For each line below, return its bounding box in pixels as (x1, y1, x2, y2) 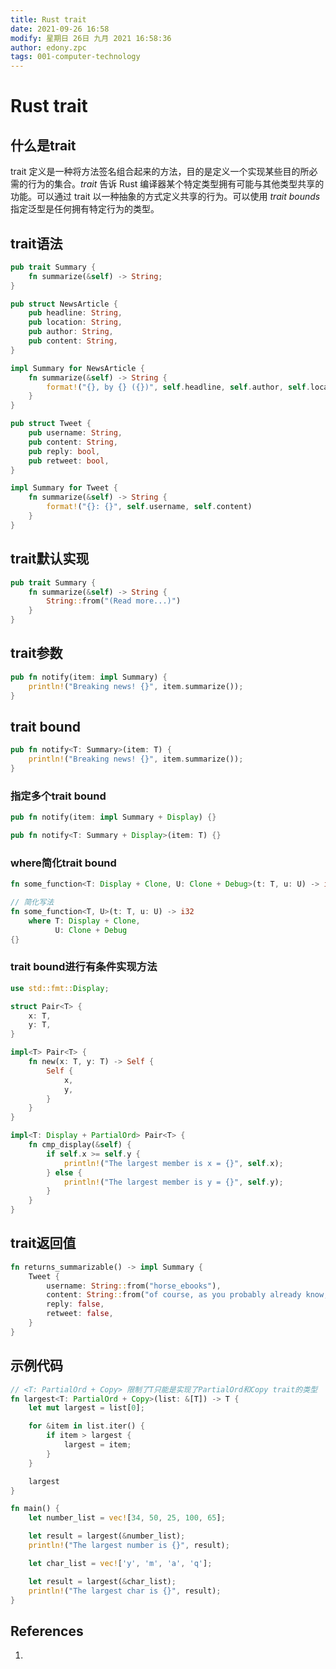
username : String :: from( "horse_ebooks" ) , (46, 1281, 222, 1291)
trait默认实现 (10, 551, 90, 568)
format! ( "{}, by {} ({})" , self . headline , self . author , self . (46, 382, 311, 392)
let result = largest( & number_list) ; (28, 1531, 186, 1541)
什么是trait (10, 137, 77, 154)
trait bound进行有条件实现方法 (10, 960, 158, 974)
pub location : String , (28, 317, 123, 328)
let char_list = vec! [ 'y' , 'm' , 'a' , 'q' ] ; (28, 1558, 213, 1568)
